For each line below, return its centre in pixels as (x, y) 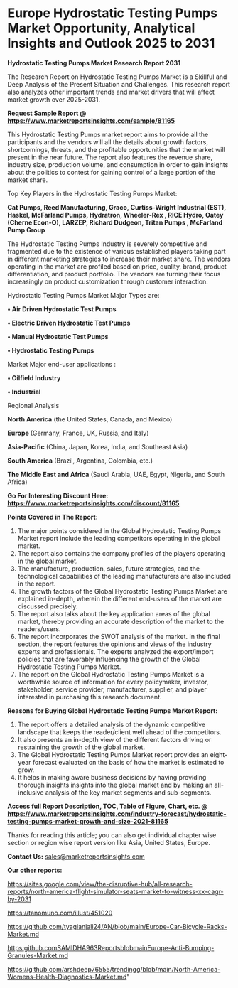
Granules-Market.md (38, 955)
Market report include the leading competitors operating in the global (119, 538)
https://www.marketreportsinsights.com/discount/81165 (93, 503)
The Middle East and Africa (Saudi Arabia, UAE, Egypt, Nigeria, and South (116, 474)
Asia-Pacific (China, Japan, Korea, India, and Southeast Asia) (98, 446)
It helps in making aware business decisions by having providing (112, 777)
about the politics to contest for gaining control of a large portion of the (112, 172)
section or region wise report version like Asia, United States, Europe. (109, 842)
